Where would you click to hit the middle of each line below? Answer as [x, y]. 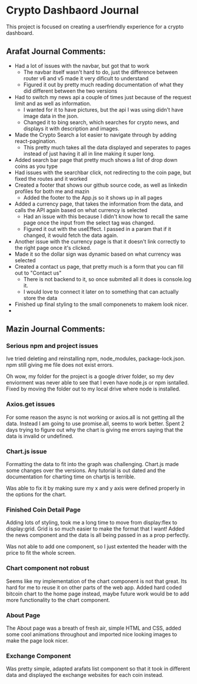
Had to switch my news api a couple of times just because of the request [103, 97]
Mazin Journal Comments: [56, 329]
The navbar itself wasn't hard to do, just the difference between [101, 72]
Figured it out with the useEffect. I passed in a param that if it [97, 229]
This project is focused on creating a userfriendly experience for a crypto [95, 27]
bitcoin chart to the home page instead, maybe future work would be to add [98, 594]
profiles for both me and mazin [52, 191]
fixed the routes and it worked [51, 178]
